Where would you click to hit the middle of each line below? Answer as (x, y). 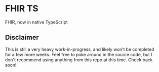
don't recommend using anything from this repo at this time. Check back (79, 60)
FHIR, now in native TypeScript (37, 22)
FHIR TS (22, 9)
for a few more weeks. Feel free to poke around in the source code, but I (79, 54)
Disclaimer (22, 37)
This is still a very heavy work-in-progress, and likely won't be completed (80, 49)
